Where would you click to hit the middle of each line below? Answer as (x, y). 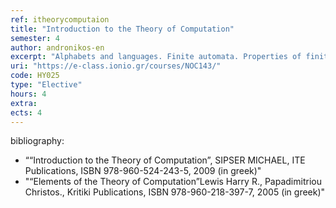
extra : (24, 103)
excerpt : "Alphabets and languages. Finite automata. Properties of (156, 57)
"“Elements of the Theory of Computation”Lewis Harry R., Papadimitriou (173, 182)
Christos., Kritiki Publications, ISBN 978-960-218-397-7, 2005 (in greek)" (175, 192)
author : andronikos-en (57, 47)
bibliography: (37, 141)
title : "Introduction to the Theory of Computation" (122, 29)
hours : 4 (28, 94)
